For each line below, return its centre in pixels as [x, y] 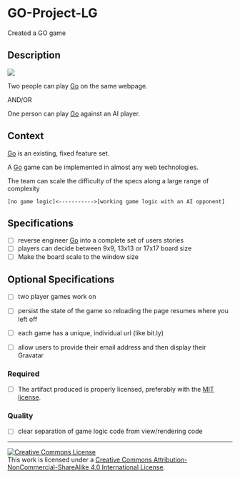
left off [27, 319]
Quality [20, 415]
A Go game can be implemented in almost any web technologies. [103, 167]
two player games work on [57, 297]
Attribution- [170, 460]
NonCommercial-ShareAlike [48, 467]
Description [34, 55]
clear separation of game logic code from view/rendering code [110, 431]
